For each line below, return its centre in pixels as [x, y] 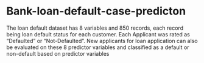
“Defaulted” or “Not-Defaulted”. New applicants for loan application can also [102, 41]
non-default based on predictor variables [58, 53]
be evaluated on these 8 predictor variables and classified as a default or [98, 47]
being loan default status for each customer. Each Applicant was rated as [98, 34]
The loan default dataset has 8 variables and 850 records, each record [95, 28]
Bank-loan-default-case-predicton [96, 11]
